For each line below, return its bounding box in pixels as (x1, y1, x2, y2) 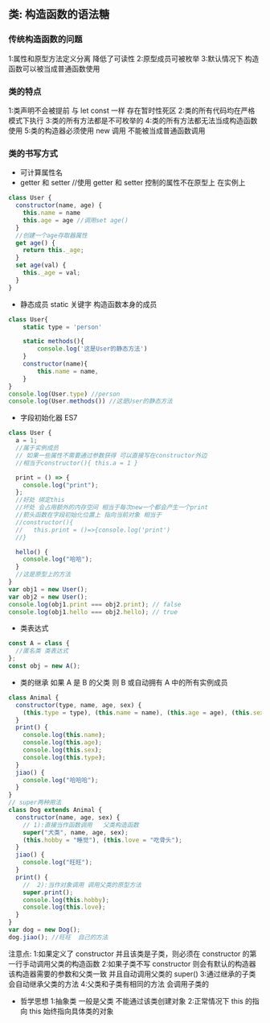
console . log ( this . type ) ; (22, 753, 106, 761)
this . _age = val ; (22, 269, 81, 277)
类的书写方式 (8, 147, 59, 159)
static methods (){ (22, 338, 84, 346)
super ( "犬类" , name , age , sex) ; (22, 828, 129, 836)
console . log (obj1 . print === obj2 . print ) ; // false (8, 600, 182, 608)
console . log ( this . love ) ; (22, 903, 106, 912)
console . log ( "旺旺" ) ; (22, 859, 93, 867)
